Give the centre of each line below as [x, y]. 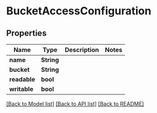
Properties [26, 33]
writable [21, 89]
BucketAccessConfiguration [79, 11]
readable [22, 79]
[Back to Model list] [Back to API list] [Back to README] [75, 104]
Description [82, 50]
